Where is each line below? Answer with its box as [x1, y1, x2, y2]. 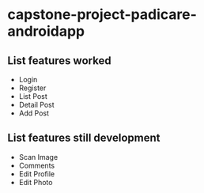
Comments [18, 161, 55, 170]
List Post [18, 92, 48, 100]
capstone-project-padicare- [7, 6, 197, 24]
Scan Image [18, 152, 59, 161]
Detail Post [18, 100, 55, 109]
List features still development [7, 131, 161, 145]
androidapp [7, 22, 85, 40]
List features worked [7, 54, 111, 67]
